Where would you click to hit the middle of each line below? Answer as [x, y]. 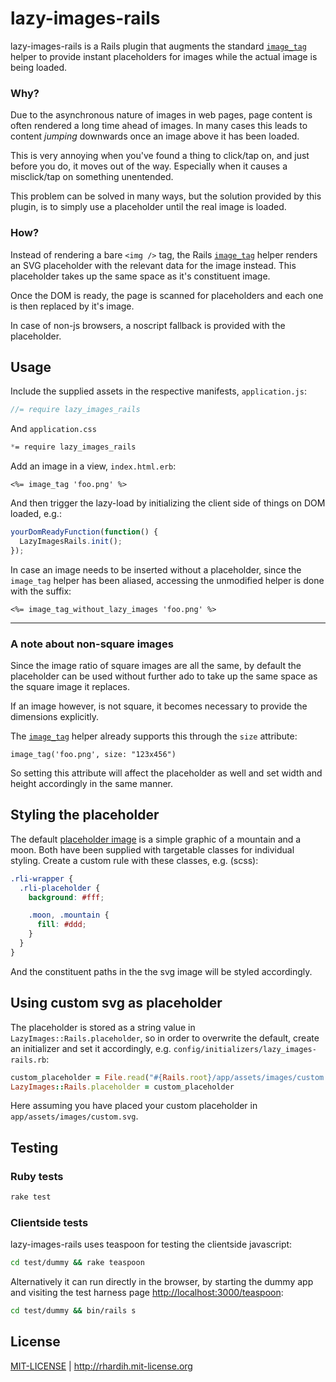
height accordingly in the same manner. [92, 784]
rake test [31, 1197]
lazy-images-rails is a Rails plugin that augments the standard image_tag [158, 46]
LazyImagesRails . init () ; [71, 541]
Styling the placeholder [85, 815]
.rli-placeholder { [60, 888]
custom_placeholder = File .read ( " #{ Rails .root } [111, 1077]
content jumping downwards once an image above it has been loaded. [155, 136]
